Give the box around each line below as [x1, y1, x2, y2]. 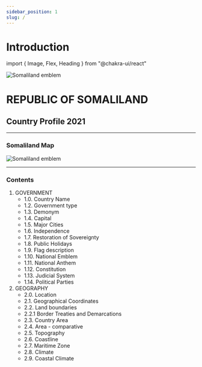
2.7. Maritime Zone [23, 342, 70, 350]
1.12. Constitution [23, 266, 66, 273]
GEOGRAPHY [14, 285, 49, 292]
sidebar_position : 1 [6, 8, 58, 15]
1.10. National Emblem [23, 253, 78, 260]
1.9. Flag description [23, 246, 74, 254]
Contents [6, 175, 34, 183]
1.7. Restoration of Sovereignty [23, 234, 99, 241]
